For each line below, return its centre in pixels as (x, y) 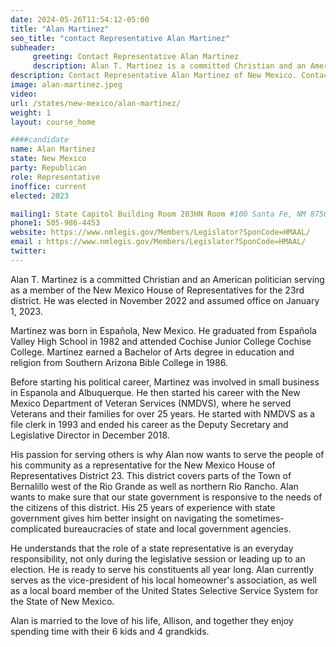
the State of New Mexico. (62, 601)
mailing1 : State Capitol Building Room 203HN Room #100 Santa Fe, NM (158, 214)
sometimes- (259, 518)
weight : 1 (31, 112)
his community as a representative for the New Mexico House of (143, 465)
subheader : (33, 47)
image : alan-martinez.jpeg (66, 85)
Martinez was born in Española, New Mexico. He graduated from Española (163, 330)
